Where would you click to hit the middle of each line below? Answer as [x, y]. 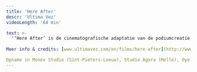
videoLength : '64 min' [34, 22]
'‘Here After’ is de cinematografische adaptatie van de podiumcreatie [101, 39]
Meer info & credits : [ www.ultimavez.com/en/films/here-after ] [85, 49]
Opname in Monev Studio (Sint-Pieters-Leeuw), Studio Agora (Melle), [93, 60]
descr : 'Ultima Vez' [31, 17]
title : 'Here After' [31, 11]
